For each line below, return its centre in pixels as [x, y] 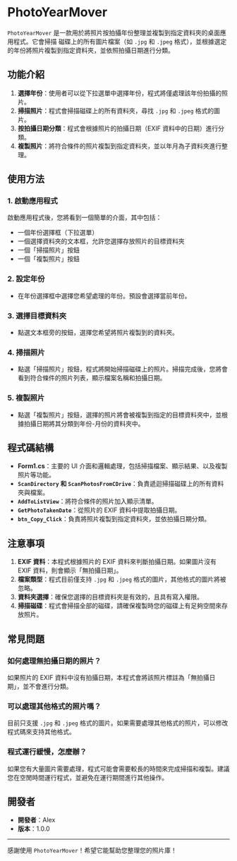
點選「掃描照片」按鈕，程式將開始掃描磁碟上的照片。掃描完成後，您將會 [122, 369]
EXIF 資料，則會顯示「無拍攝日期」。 [70, 570]
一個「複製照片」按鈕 [48, 259]
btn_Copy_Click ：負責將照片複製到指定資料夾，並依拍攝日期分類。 [114, 519]
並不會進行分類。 [47, 686]
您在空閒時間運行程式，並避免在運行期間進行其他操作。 [87, 777]
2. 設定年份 [26, 279]
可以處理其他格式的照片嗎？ [54, 706]
